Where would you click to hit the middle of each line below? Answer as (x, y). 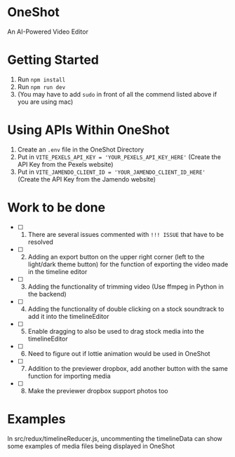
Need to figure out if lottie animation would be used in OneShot (119, 353)
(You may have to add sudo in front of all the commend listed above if (117, 94)
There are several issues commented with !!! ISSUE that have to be (126, 234)
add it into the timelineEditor (68, 316)
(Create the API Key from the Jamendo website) (87, 179)
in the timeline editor (58, 271)
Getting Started (53, 60)
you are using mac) (45, 102)
